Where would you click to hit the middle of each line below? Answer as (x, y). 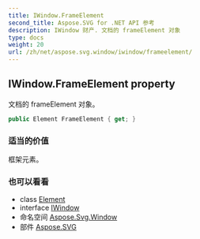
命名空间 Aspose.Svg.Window (68, 217)
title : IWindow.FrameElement (56, 15)
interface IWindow (49, 208)
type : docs (26, 37)
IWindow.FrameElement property (92, 84)
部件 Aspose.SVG (48, 227)
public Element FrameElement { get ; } (72, 119)
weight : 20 (26, 45)
